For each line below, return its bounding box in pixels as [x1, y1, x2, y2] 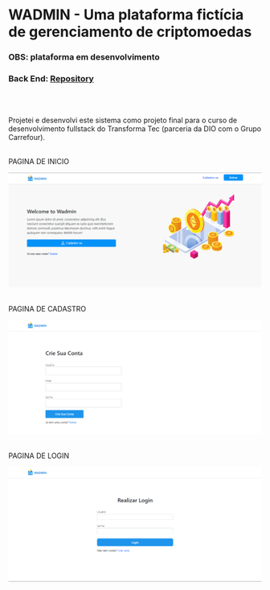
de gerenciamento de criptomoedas [8, 23, 252, 41]
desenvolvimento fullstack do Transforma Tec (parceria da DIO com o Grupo [8, 124, 262, 134]
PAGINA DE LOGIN [8, 451, 70, 460]
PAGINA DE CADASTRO [8, 304, 87, 314]
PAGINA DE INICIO [8, 157, 70, 167]
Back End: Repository [8, 73, 94, 85]
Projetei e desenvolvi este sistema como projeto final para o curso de [8, 115, 238, 126]
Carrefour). [8, 133, 46, 142]
